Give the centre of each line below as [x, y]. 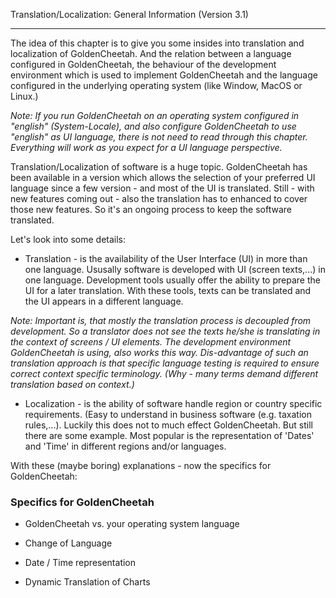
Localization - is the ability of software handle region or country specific [173, 403]
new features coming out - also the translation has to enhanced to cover [159, 198]
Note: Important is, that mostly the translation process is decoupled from [161, 320]
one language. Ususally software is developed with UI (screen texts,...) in [175, 269]
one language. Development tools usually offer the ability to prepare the [172, 280]
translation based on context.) [72, 384]
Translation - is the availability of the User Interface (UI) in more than [166, 258]
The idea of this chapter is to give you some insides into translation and [157, 43]
